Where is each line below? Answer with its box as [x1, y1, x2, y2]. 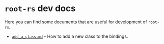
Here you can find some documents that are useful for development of [4, 19, 147, 25]
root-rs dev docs [4, 3, 76, 14]
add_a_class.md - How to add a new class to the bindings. [11, 33, 128, 39]
